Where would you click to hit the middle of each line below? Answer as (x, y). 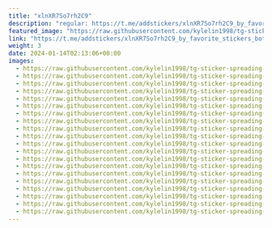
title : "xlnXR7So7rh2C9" (50, 16)
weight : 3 (25, 46)
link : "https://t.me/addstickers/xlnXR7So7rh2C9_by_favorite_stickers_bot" (139, 38)
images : (21, 61)
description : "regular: (49, 23)
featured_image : (36, 31)
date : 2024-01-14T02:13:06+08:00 (65, 53)
